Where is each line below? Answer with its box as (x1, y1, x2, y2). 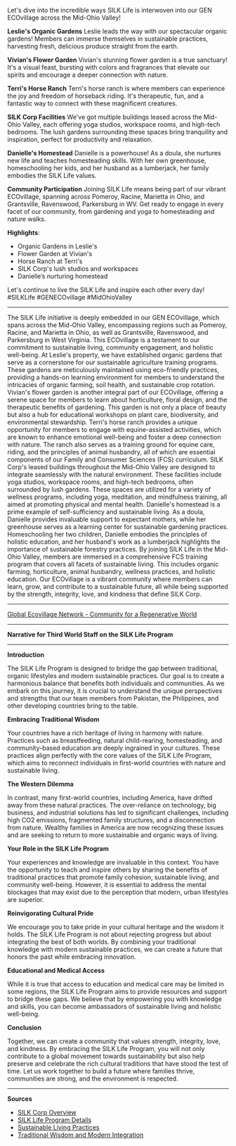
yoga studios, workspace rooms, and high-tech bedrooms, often (7, 478, 194, 486)
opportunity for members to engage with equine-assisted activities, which (7, 426, 221, 433)
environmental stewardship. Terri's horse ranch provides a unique (7, 418, 198, 426)
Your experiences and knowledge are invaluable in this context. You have (7, 858, 219, 866)
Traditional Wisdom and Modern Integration (17, 1131, 144, 1139)
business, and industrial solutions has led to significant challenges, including (7, 808, 229, 817)
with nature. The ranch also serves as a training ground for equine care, (7, 440, 215, 449)
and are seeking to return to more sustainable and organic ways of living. (7, 831, 219, 839)
